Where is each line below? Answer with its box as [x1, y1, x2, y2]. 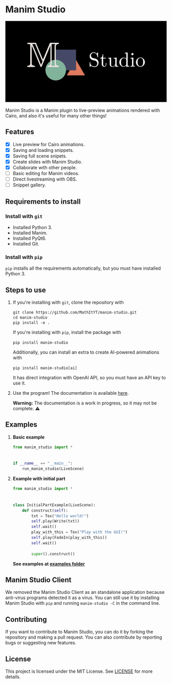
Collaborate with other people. [12, 165, 77, 170]
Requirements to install [5, 197, 81, 206]
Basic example [12, 434, 45, 440]
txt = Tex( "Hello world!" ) [31, 513, 89, 518]
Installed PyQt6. [12, 235, 47, 241]
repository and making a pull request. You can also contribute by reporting [5, 634, 162, 640]
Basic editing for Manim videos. [12, 170, 79, 177]
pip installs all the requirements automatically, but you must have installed [5, 265, 161, 271]
